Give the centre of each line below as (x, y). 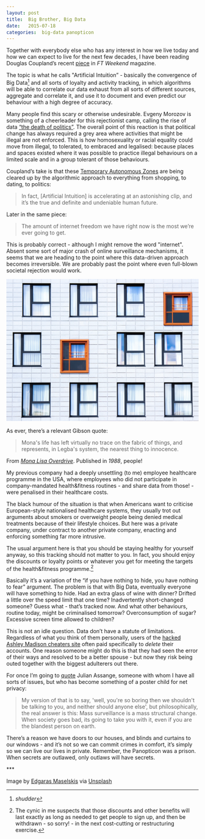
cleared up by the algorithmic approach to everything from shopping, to (96, 178)
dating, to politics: (29, 184)
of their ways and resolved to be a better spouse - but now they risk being (100, 657)
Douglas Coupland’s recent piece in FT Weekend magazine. (81, 64)
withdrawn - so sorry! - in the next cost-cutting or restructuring (95, 824)
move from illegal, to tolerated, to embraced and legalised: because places (100, 146)
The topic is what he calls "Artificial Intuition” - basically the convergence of (102, 75)
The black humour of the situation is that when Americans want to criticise (100, 504)
